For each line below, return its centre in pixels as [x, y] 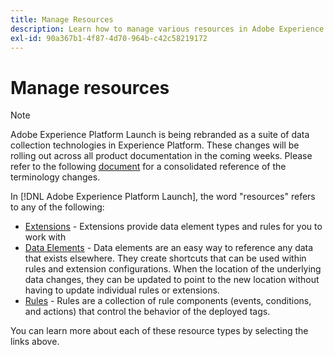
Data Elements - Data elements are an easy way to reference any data [169, 248]
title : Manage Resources [62, 19]
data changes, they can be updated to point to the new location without [172, 280]
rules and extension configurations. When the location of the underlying [173, 269]
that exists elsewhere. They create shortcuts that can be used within [165, 258]
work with [45, 237]
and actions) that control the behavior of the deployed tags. [147, 312]
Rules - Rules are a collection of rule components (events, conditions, [168, 301]
